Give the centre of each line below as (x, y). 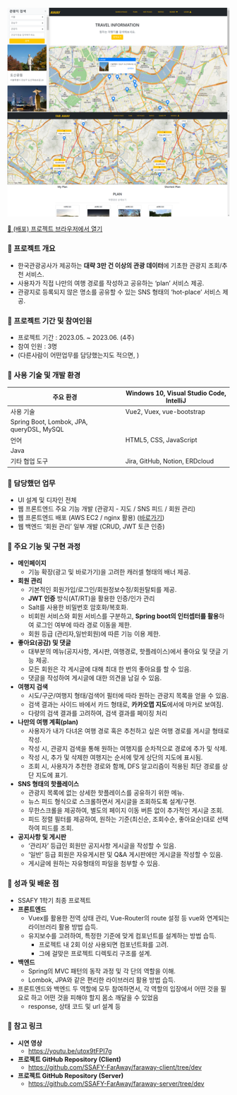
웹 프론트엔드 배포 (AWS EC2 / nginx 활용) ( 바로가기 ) (91, 517)
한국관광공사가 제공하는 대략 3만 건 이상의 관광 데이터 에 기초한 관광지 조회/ (120, 265)
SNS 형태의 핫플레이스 (48, 784)
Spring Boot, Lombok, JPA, (49, 422)
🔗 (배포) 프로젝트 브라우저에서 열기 (55, 229)
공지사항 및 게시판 (42, 837)
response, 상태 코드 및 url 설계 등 (74, 1006)
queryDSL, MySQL (37, 430)
